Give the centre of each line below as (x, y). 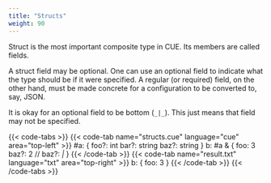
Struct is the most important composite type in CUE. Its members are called (134, 46)
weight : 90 (27, 23)
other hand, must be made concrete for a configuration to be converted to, (133, 88)
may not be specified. (44, 121)
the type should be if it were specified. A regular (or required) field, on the (131, 79)
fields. (19, 55)
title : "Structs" (38, 16)
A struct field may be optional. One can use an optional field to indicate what (136, 70)
